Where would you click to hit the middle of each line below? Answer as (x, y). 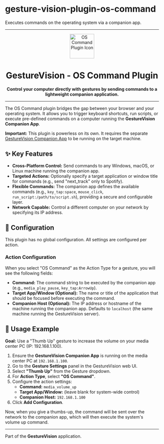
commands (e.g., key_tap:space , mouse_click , (58, 191)
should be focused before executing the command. (64, 298)
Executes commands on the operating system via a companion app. (73, 22)
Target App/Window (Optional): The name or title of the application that (85, 293)
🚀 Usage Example (32, 329)
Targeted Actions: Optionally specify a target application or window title (85, 176)
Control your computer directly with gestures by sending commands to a (82, 89)
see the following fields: (29, 273)
